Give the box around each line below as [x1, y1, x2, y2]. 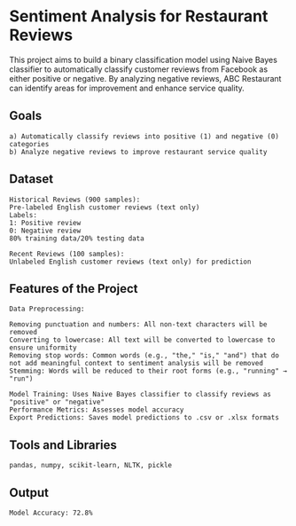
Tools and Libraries [9, 437, 117, 452]
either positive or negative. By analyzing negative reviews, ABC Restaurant [9, 73, 282, 83]
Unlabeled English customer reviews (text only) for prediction [9, 257, 252, 266]
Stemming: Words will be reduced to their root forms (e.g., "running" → [9, 366, 288, 376]
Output [9, 485, 49, 500]
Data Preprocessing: [9, 304, 86, 314]
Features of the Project [9, 281, 138, 296]
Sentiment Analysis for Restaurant [9, 6, 269, 27]
